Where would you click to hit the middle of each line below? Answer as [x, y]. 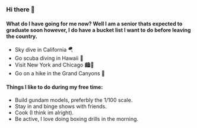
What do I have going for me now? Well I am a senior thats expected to [94, 24]
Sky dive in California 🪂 [44, 50]
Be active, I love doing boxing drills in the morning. [76, 119]
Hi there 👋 [21, 9]
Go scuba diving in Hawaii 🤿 [49, 58]
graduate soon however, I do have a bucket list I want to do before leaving [99, 30]
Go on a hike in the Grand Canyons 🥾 [60, 73]
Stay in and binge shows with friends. [61, 107]
